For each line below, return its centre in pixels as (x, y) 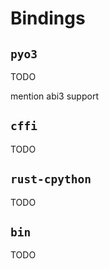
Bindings (48, 18)
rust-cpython (51, 179)
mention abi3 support (54, 96)
